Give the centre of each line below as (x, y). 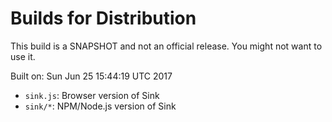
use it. (23, 56)
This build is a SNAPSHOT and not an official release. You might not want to (166, 46)
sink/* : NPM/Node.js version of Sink (100, 106)
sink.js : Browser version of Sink (92, 95)
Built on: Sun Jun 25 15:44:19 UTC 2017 (91, 76)
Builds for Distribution (103, 18)
